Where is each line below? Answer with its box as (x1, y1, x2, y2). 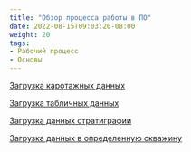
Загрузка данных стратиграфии (9, 115, 132, 126)
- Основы (9, 55, 43, 64)
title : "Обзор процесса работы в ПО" (9, 13, 152, 23)
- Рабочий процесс (9, 47, 79, 56)
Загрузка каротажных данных (9, 81, 126, 90)
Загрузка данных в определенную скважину (9, 133, 183, 143)
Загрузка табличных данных (9, 98, 119, 109)
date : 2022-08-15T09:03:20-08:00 (9, 22, 136, 31)
